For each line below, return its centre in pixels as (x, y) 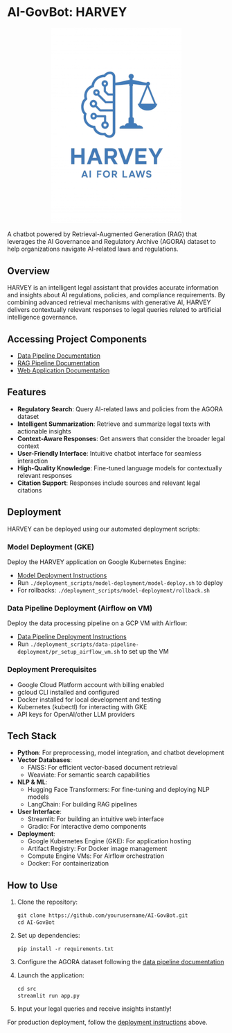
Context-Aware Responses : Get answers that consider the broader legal (121, 438)
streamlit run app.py (48, 996)
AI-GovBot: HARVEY (67, 12)
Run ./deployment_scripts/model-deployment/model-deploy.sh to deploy (120, 582)
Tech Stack (32, 736)
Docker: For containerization (68, 863)
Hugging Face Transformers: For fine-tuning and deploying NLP (118, 790)
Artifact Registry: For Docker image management (97, 849)
